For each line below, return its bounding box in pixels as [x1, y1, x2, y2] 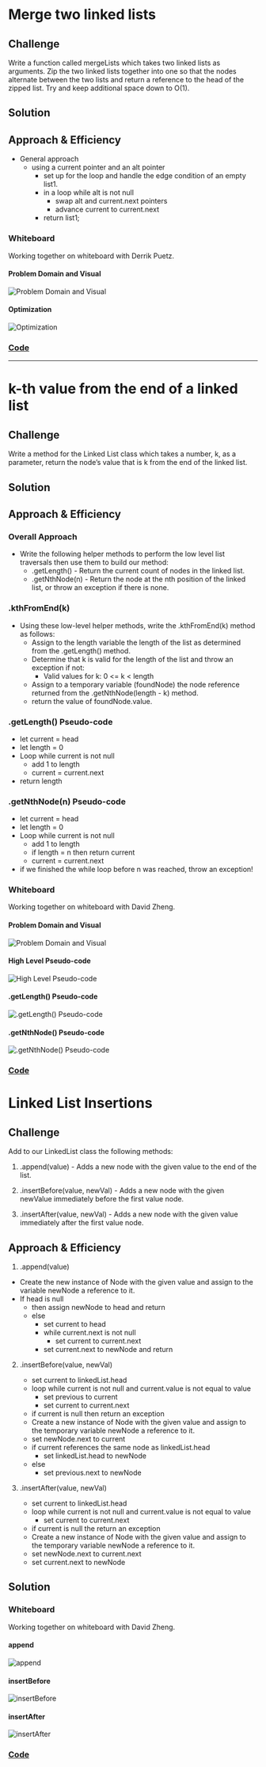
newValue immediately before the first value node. [19, 1194, 184, 1204]
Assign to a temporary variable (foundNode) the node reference [31, 680, 240, 689]
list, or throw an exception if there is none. [31, 583, 169, 592]
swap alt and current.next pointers [55, 196, 168, 206]
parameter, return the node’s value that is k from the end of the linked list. [8, 458, 248, 467]
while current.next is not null [43, 1328, 136, 1338]
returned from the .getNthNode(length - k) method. [31, 687, 199, 698]
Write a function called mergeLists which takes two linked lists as [8, 58, 221, 67]
